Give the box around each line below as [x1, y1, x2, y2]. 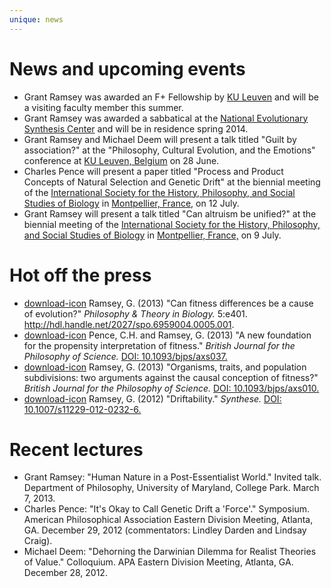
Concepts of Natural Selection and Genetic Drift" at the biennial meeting [23, 176, 321, 188]
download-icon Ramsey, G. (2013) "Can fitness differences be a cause [23, 297, 314, 309]
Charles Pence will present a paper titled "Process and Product [23, 165, 284, 177]
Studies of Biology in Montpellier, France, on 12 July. [23, 197, 240, 209]
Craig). [23, 535, 53, 547]
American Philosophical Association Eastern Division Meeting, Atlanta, [23, 514, 314, 526]
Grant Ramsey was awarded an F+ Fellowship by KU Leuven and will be [23, 91, 319, 103]
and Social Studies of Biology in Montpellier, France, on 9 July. [23, 229, 282, 241]
